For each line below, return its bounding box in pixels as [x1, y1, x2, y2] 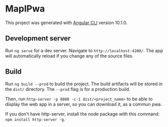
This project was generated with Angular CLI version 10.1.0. [5, 20, 128, 26]
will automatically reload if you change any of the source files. [5, 53, 134, 59]
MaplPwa [5, 3, 45, 15]
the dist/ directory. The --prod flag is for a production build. [5, 86, 131, 92]
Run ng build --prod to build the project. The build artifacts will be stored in [5, 81, 163, 87]
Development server [5, 34, 71, 43]
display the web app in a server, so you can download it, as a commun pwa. [5, 101, 162, 107]
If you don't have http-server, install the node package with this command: [5, 111, 160, 117]
